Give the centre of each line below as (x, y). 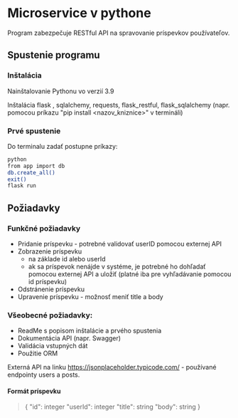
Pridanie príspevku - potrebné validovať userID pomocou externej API (120, 244)
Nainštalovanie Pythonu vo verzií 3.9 (61, 91)
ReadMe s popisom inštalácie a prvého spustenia (90, 331)
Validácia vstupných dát (53, 346)
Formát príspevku (34, 391)
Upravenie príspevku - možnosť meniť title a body (90, 296)
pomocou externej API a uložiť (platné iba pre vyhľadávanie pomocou (130, 274)
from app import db (36, 166)
